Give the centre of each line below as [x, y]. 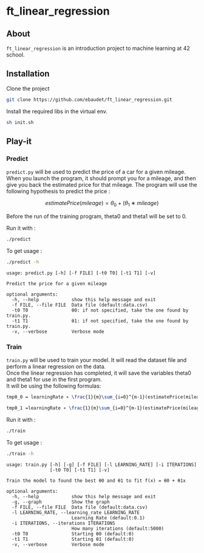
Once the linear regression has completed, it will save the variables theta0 [99, 373]
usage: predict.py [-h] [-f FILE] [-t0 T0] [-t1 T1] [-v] [81, 273]
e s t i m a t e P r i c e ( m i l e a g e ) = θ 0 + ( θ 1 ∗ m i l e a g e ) [102, 204]
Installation [28, 74]
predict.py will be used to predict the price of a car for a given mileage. [96, 172]
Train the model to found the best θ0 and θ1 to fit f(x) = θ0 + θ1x [96, 481]
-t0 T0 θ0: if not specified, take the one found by [100, 310]
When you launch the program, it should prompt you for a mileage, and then [101, 178]
